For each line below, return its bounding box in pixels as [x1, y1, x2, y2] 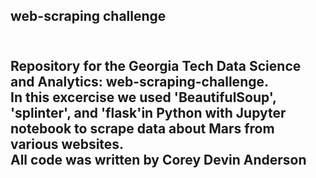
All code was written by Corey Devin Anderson [10, 151, 307, 168]
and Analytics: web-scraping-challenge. [10, 73, 269, 90]
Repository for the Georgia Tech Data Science [10, 57, 302, 74]
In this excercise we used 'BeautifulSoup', [10, 89, 277, 106]
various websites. [10, 135, 125, 153]
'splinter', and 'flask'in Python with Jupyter [10, 104, 287, 121]
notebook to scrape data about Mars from [10, 120, 275, 137]
